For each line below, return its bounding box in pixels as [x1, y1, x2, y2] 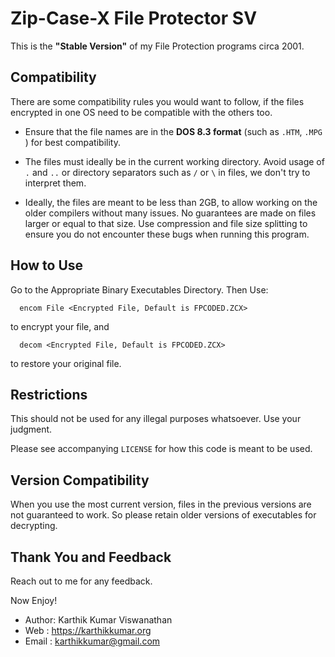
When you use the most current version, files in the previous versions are [10, 498, 312, 511]
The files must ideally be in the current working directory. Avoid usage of [24, 155, 325, 167]
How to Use [10, 257, 84, 274]
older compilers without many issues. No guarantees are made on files [24, 207, 317, 219]
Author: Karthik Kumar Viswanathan [24, 614, 173, 626]
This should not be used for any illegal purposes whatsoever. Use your [10, 413, 302, 425]
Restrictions [10, 386, 88, 403]
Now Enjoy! [10, 595, 58, 606]
